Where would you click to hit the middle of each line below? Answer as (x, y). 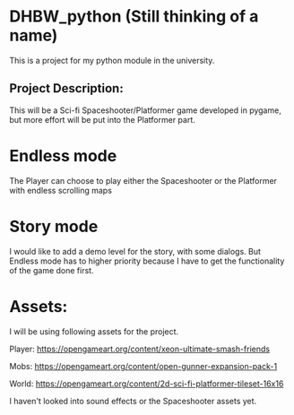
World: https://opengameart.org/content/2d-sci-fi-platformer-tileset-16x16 (147, 384)
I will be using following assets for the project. (94, 331)
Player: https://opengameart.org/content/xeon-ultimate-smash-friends (140, 349)
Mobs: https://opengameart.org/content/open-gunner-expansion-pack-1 (143, 366)
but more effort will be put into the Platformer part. (102, 119)
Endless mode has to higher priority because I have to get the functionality (147, 261)
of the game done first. (52, 270)
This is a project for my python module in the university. (112, 60)
